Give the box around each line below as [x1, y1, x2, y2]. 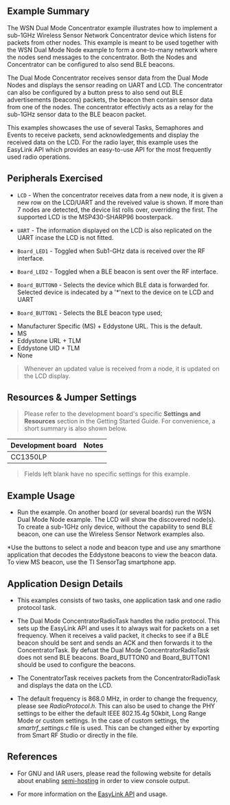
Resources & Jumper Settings [7, 392, 137, 404]
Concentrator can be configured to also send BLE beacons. [7, 60, 175, 68]
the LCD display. [23, 371, 71, 380]
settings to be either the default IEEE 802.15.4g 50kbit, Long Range [16, 709, 207, 718]
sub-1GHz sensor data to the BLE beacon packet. [7, 110, 146, 118]
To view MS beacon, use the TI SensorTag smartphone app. [7, 558, 176, 566]
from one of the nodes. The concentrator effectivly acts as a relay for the [7, 102, 214, 111]
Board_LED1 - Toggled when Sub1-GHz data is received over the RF [16, 247, 206, 255]
